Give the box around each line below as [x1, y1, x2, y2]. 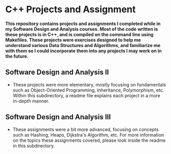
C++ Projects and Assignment [5, 4, 136, 15]
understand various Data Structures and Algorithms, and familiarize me [5, 42, 161, 48]
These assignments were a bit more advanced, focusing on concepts [12, 126, 159, 133]
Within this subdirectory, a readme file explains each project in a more [12, 92, 160, 98]
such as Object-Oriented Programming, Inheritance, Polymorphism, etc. [12, 87, 164, 93]
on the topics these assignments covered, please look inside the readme [12, 137, 166, 143]
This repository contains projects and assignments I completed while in [5, 20, 161, 27]
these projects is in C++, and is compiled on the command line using [5, 31, 154, 37]
